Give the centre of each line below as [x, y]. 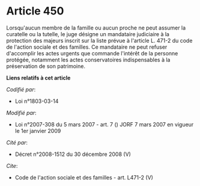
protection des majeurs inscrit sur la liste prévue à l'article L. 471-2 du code [99, 40]
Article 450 [35, 11]
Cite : [12, 166]
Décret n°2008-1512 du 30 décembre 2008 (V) [73, 154]
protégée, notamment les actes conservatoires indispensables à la [88, 60]
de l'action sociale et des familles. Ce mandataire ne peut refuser [87, 47]
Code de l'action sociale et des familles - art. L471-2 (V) [84, 177]
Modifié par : [22, 113]
